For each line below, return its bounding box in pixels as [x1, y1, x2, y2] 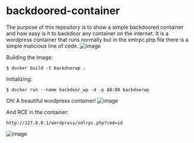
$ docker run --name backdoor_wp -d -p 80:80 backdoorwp [6, 87, 150, 92]
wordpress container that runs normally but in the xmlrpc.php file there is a [6, 36, 189, 43]
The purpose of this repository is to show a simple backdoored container [6, 24, 184, 31]
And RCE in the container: [6, 108, 69, 115]
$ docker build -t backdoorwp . [6, 65, 86, 71]
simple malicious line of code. [6, 42, 79, 49]
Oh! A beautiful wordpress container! [6, 97, 96, 104]
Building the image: [6, 54, 53, 61]
